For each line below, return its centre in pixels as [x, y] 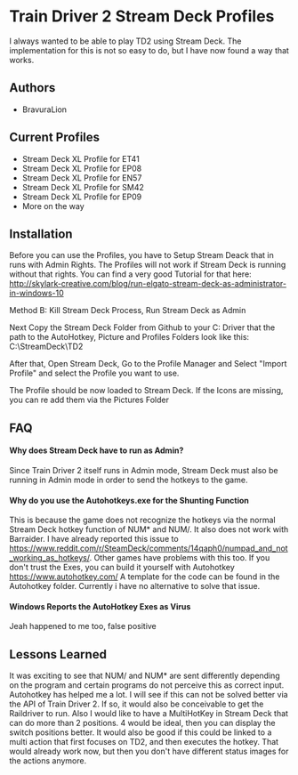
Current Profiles [55, 137]
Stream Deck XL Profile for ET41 [81, 158]
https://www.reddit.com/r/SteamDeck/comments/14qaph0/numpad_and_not [149, 548]
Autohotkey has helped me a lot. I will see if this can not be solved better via [149, 695]
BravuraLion [44, 109]
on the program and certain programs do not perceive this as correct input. [147, 685]
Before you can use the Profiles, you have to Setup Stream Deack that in [141, 255]
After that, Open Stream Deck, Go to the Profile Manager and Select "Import [148, 364]
